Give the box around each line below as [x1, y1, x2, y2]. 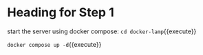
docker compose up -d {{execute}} [7, 40, 102, 48]
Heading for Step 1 [7, 5, 115, 20]
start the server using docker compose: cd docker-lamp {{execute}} [7, 27, 197, 35]
